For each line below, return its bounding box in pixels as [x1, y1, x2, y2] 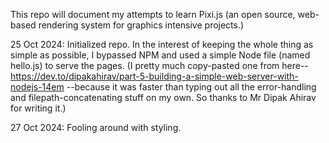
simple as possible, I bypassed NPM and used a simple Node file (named [10, 49, 311, 61]
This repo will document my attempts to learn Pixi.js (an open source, [10, 9, 296, 20]
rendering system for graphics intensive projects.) [38, 19, 245, 31]
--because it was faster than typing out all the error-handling [66, 81, 317, 93]
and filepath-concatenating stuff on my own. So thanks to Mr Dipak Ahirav [10, 92, 317, 103]
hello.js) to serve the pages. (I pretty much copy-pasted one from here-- [10, 60, 309, 71]
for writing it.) [10, 102, 67, 114]
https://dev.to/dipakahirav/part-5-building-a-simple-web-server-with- [10, 70, 299, 82]
